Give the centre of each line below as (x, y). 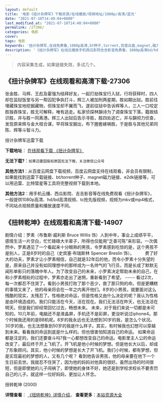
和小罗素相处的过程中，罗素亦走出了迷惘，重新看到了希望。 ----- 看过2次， (81, 278)
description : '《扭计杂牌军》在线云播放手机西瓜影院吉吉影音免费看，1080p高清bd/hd (82, 50)
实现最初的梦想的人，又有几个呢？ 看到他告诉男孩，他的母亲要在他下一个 (82, 356)
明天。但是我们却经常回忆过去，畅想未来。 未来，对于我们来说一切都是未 (78, 308)
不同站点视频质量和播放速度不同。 (39, 206)
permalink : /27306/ (25, 28)
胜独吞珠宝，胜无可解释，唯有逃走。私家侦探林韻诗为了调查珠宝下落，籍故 (79, 112)
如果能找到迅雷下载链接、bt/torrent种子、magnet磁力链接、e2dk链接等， (78, 177)
